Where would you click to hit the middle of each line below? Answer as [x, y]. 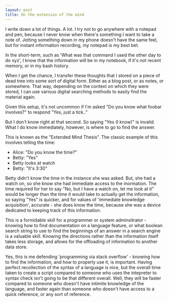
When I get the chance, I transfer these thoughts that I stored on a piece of [82, 75]
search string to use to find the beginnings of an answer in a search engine [83, 231]
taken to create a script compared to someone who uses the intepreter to [81, 273]
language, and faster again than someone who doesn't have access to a [80, 289]
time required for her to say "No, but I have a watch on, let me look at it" [80, 189]
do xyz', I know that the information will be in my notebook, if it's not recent [83, 60]
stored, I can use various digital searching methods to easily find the [76, 91]
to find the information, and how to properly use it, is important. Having [79, 262]
